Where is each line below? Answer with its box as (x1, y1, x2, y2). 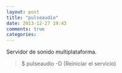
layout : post (6, 9, 40, 15)
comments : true (6, 26, 45, 32)
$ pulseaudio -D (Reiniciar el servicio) (21, 60, 117, 68)
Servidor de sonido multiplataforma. (6, 48, 97, 55)
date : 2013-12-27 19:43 (6, 20, 67, 26)
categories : (6, 32, 37, 38)
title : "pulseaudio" (6, 15, 59, 21)
